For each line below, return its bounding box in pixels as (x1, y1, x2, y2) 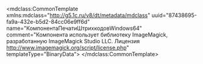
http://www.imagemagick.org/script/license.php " (6, 44, 129, 51)
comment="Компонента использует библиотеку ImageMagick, (6, 31, 168, 38)
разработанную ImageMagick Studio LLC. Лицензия (6, 38, 140, 44)
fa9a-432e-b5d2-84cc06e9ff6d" (6, 18, 90, 25)
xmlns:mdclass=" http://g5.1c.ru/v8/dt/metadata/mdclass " (6, 12, 151, 19)
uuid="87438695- (151, 12, 197, 19)
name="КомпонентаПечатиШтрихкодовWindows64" (6, 24, 142, 32)
